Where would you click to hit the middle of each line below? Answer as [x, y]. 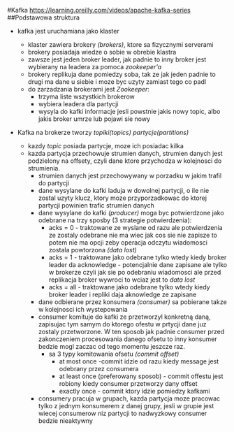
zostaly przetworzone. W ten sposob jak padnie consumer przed [131, 332]
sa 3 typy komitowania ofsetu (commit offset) [114, 354]
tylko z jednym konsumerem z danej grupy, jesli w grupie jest [126, 406]
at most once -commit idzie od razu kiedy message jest [139, 361]
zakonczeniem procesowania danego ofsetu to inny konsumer [128, 339]
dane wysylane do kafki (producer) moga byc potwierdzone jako [131, 213]
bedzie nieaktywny [65, 421]
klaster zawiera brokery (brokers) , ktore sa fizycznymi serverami [120, 44]
